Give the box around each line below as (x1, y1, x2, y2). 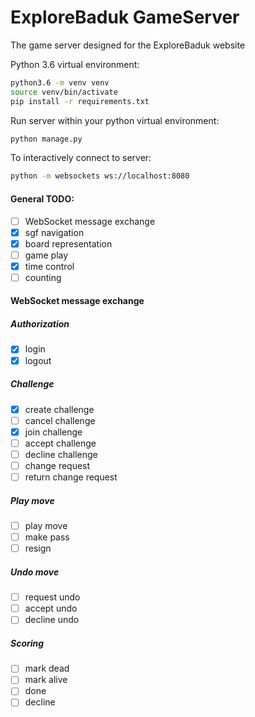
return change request (24, 471, 118, 483)
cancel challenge (24, 414, 96, 426)
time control (24, 260, 75, 272)
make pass (24, 531, 70, 543)
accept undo (24, 602, 78, 615)
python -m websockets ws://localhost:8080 (10, 171, 190, 181)
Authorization (10, 318, 70, 330)
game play (24, 249, 69, 261)
